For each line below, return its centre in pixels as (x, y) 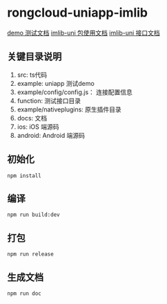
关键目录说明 (35, 57)
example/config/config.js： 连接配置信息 (75, 92)
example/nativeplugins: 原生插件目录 (69, 109)
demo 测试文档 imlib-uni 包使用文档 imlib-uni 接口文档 (83, 33)
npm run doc (24, 294)
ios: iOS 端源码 (38, 127)
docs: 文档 (32, 118)
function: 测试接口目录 (49, 100)
